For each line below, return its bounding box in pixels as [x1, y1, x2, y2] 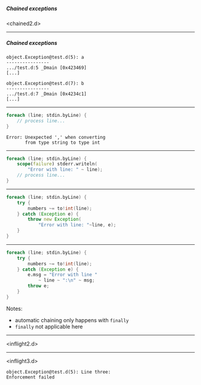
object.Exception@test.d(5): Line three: [6, 369, 111, 375]
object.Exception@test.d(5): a [6, 54, 84, 60]
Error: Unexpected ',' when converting [6, 134, 106, 140]
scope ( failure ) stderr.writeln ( [17, 161, 98, 167]
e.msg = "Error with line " [28, 272, 98, 278]
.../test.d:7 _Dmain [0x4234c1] [6, 90, 87, 97]
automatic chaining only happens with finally [14, 316, 129, 323]
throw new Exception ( [28, 216, 82, 223]
